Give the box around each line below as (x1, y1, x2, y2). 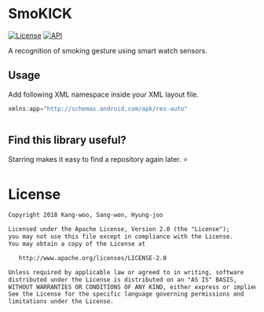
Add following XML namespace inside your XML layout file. (8, 90, 199, 99)
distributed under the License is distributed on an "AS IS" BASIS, (8, 276, 237, 284)
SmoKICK (8, 5, 72, 23)
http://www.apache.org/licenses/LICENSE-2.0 (18, 254, 167, 262)
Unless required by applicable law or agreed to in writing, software (8, 268, 244, 276)
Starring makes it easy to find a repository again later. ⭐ (8, 155, 189, 164)
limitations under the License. (8, 298, 114, 306)
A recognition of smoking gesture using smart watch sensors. (8, 46, 208, 55)
